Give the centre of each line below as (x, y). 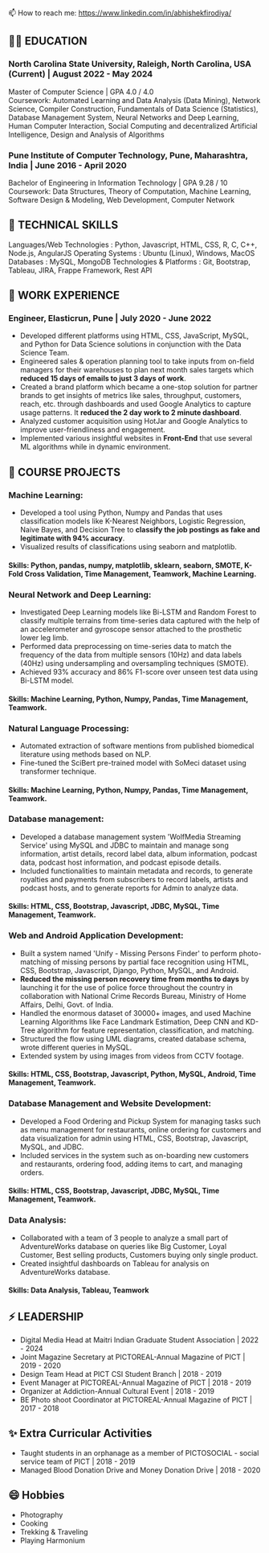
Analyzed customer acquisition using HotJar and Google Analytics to (134, 421)
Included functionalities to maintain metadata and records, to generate (136, 871)
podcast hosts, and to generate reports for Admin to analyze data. (129, 888)
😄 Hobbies (37, 1495)
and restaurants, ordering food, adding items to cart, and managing (131, 1164)
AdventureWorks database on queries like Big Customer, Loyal (123, 1246)
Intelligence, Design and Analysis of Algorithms (86, 134)
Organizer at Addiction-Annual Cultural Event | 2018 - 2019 (117, 1391)
